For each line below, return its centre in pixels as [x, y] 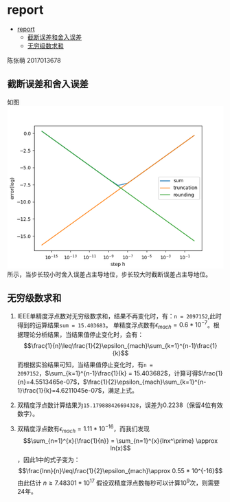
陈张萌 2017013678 [34, 60]
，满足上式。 [120, 391]
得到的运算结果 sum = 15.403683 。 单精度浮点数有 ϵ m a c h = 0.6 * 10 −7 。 [115, 325]
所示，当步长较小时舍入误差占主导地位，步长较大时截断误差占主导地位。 [109, 274]
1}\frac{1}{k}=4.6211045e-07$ [59, 391]
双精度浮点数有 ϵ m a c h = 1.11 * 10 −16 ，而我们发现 [83, 429]
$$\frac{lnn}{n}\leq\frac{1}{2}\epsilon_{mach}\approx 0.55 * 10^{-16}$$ [120, 471]
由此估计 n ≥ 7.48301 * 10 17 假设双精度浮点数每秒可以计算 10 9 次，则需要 [118, 482]
